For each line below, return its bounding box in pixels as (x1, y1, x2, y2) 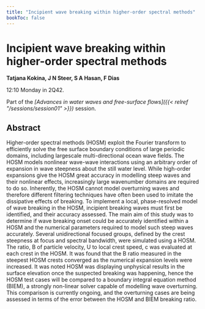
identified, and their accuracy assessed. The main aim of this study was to (6, 211, 194, 218)
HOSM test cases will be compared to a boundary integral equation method (6, 276, 197, 283)
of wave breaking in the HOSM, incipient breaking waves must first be (6, 204, 182, 212)
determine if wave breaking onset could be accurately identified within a (6, 217, 188, 225)
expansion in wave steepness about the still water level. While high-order (6, 165, 191, 173)
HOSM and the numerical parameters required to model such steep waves (6, 224, 194, 231)
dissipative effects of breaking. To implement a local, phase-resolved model (6, 198, 198, 205)
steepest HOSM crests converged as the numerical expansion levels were (6, 256, 193, 264)
